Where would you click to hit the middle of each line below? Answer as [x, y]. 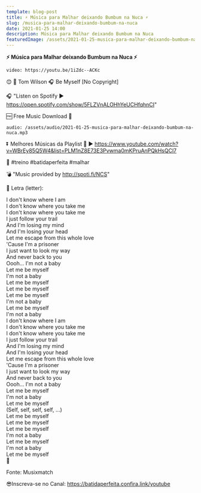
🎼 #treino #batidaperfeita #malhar [48, 162]
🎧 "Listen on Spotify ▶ [35, 96]
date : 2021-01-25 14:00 [36, 28]
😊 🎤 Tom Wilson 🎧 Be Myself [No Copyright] [63, 82]
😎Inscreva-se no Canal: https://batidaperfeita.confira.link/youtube [88, 484]
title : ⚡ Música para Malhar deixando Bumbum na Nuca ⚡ [77, 17]
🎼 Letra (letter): [25, 188]
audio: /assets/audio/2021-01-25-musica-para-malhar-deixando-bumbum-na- [100, 128]
